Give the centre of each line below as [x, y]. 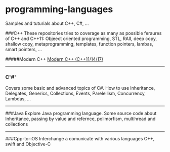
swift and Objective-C [28, 144]
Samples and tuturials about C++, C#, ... [47, 23]
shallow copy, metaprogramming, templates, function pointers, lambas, [79, 44]
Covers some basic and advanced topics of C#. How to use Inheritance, [80, 88]
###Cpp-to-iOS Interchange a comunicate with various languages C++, [80, 139]
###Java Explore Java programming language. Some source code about [81, 113]
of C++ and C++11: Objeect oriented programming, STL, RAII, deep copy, [81, 39]
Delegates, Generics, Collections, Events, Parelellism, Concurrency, [75, 93]
